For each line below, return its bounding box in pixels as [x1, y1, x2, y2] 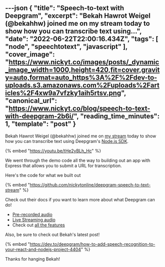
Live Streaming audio [12, 217, 56, 222]
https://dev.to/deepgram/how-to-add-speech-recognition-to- [29, 241, 156, 247]
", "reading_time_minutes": [73, 112, 160, 121]
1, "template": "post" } [5, 120, 76, 128]
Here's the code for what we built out [5, 172, 81, 178]
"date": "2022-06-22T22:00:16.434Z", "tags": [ [5, 35, 159, 44]
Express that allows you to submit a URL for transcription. [5, 163, 122, 169]
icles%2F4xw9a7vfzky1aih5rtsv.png [5, 89, 122, 97]
